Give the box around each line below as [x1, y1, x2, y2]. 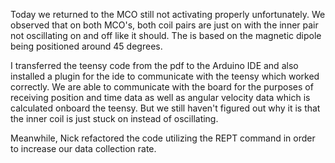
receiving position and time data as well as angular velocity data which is [10, 92, 311, 103]
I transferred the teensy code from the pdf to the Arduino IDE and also [10, 60, 299, 71]
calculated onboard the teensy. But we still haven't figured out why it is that [10, 102, 321, 114]
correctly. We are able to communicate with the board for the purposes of [10, 81, 314, 93]
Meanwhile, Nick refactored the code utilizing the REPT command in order [10, 132, 316, 144]
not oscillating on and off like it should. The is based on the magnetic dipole [10, 30, 322, 41]
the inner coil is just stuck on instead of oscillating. [10, 113, 219, 124]
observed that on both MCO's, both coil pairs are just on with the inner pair [10, 19, 319, 31]
